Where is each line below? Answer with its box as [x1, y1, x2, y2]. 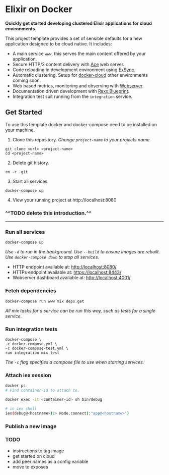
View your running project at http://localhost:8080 [12, 197, 117, 203]
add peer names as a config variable [12, 458, 89, 464]
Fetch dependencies [5, 287, 56, 294]
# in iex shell [5, 406, 37, 411]
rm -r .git [5, 169, 28, 175]
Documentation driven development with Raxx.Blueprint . [12, 88, 130, 94]
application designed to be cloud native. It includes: [5, 40, 112, 46]
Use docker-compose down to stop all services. [5, 254, 100, 260]
